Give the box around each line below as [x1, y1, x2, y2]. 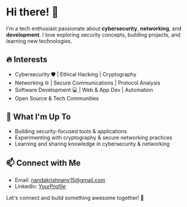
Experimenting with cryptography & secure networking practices [14, 134, 173, 141]
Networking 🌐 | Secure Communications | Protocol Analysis [14, 79, 161, 86]
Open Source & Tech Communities [14, 95, 99, 102]
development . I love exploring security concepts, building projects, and [6, 31, 180, 38]
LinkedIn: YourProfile [14, 183, 66, 190]
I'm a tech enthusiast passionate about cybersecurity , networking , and [6, 25, 182, 32]
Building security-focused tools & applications [14, 127, 127, 135]
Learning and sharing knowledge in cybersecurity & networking [14, 140, 170, 147]
